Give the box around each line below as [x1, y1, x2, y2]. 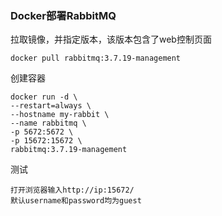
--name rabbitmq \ [10, 118, 87, 129]
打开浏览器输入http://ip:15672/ [10, 185, 135, 196]
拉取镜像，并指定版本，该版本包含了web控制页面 [10, 33, 212, 46]
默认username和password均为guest [10, 196, 142, 206]
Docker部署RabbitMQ [10, 8, 117, 22]
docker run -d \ [10, 92, 78, 102]
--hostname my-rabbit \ [10, 110, 110, 120]
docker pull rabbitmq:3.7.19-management [10, 53, 182, 64]
